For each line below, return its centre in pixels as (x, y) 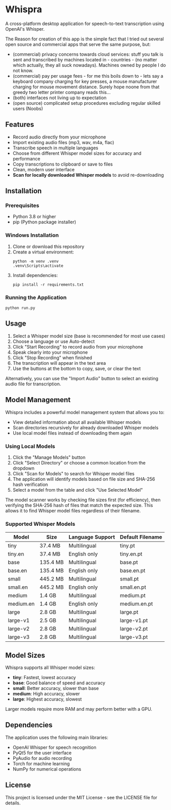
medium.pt (133, 595)
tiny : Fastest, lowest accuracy (44, 678)
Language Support (92, 537)
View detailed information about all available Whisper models (77, 422)
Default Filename (141, 537)
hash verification (30, 484)
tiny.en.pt (131, 554)
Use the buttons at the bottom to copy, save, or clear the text (77, 368)
